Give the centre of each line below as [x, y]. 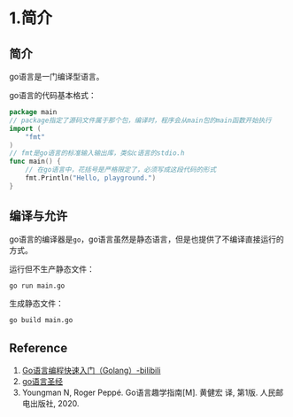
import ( [25, 128]
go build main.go [41, 320]
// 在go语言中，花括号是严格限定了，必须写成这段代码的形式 [121, 170]
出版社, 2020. [54, 404]
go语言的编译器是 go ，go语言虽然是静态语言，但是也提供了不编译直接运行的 [147, 239]
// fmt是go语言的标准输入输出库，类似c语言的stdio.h [97, 153]
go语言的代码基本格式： [53, 95]
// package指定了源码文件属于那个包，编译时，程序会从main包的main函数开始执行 [140, 120]
